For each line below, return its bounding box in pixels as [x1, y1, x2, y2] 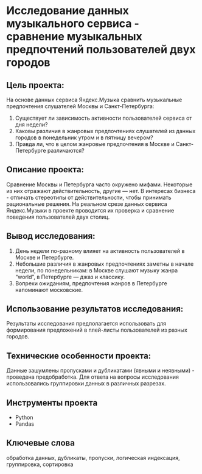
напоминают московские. [15, 286, 83, 293]
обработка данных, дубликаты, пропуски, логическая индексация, [6, 454, 181, 461]
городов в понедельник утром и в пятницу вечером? [15, 134, 153, 141]
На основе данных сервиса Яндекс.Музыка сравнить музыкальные [6, 96, 183, 103]
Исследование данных [6, 4, 129, 18]
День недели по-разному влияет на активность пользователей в [15, 247, 185, 254]
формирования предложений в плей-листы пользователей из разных [6, 326, 187, 334]
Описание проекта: [6, 164, 84, 175]
